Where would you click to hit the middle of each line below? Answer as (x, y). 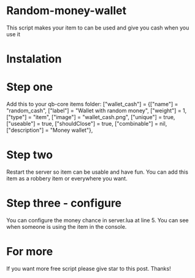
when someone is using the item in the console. (67, 226)
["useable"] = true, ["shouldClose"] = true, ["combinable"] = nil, (87, 124)
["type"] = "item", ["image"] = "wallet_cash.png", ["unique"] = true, (91, 117)
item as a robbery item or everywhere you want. (67, 178)
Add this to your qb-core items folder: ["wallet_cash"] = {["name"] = (92, 104)
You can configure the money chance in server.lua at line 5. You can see (97, 220)
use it (13, 34)
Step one (30, 87)
